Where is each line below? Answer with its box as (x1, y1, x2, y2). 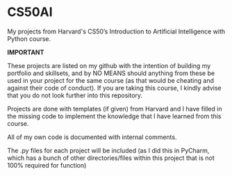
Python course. (7, 34, 51, 42)
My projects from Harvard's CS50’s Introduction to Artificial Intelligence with (7, 27, 226, 35)
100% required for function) (7, 161, 87, 169)
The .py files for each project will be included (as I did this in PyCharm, (7, 146, 210, 154)
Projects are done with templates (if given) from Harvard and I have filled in (7, 104, 222, 113)
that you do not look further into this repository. (7, 91, 143, 99)
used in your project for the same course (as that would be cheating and (7, 76, 214, 84)
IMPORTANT (7, 48, 44, 56)
